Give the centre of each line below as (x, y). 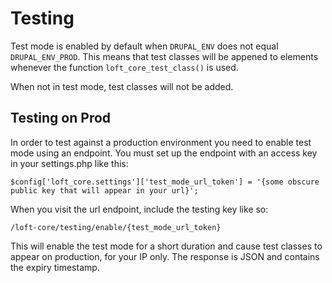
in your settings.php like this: (69, 163)
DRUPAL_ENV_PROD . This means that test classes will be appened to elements (164, 56)
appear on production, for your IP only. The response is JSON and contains (165, 256)
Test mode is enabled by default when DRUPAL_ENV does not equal (144, 46)
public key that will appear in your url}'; (104, 190)
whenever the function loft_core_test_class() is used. (124, 67)
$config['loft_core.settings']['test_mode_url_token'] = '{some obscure (165, 182)
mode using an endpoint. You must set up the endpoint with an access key (164, 153)
